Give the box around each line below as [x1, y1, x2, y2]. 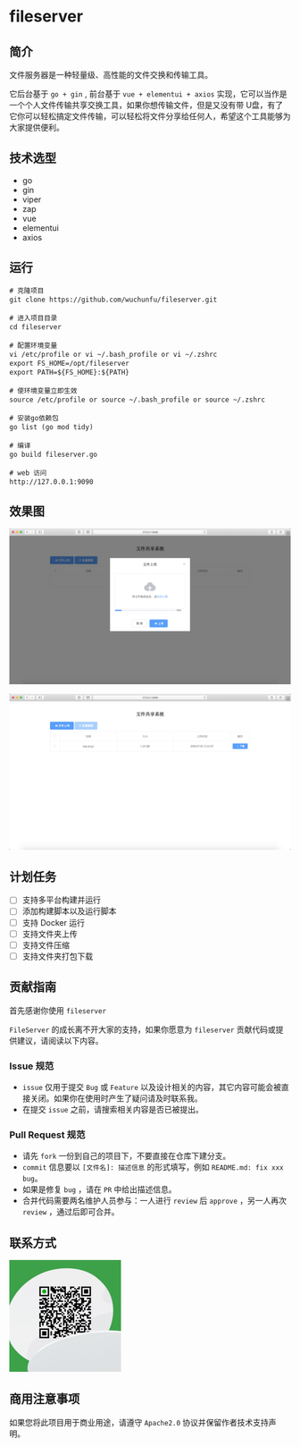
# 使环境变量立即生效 [9, 386, 78, 395]
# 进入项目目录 [9, 313, 58, 323]
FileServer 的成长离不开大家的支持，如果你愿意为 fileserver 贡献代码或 [9, 1024, 276, 1035]
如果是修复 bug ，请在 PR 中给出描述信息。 [21, 1184, 177, 1195]
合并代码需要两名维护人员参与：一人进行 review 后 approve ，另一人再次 [21, 1196, 287, 1206]
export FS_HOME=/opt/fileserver [9, 359, 129, 368]
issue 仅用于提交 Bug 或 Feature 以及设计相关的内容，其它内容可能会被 [21, 1081, 281, 1092]
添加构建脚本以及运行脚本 [21, 906, 117, 917]
